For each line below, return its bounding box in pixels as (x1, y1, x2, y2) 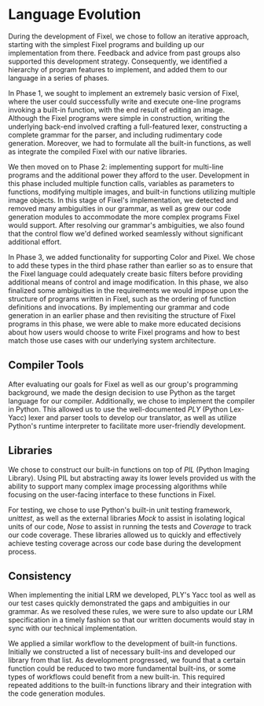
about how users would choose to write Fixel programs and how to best (8, 327, 240, 337)
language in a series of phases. (8, 73, 110, 82)
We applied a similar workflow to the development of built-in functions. (8, 638, 238, 649)
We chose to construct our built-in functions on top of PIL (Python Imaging (8, 465, 250, 474)
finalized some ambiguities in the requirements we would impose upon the (8, 285, 249, 295)
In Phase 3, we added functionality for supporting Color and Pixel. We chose (8, 252, 255, 262)
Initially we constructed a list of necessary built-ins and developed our (8, 647, 236, 657)
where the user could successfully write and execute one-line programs (8, 97, 241, 106)
